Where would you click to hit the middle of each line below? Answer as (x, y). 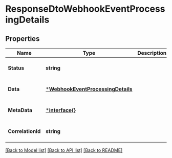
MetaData (20, 110)
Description (152, 53)
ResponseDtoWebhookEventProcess (85, 9)
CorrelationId (24, 131)
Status (16, 68)
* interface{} (61, 110)
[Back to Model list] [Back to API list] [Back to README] (64, 150)
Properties (23, 39)
